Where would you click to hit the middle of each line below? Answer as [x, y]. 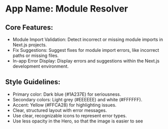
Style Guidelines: [33, 82]
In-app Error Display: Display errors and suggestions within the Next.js [86, 61]
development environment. [41, 66]
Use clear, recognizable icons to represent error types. [70, 115]
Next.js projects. [30, 45]
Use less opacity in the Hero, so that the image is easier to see [78, 121]
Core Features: [29, 27]
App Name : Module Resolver [67, 9]
